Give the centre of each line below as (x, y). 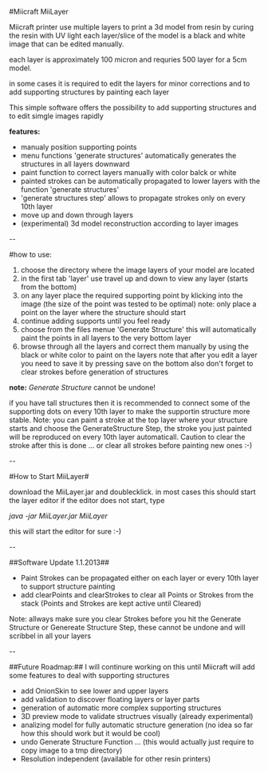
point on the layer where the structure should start (103, 312)
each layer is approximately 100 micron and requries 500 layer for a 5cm (128, 60)
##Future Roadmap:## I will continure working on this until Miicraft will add (132, 667)
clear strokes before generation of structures (95, 372)
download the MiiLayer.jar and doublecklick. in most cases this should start (132, 492)
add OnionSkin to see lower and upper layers (95, 691)
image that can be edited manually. (67, 44)
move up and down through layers (77, 215)
